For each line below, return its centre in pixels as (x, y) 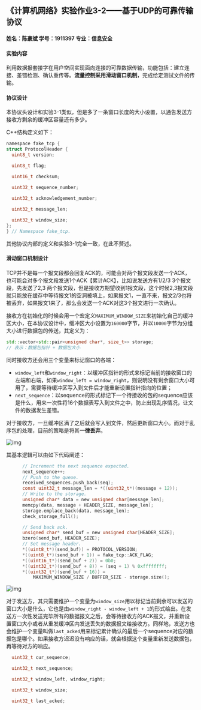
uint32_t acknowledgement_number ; (54, 198)
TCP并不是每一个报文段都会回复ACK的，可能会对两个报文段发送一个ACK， (98, 273)
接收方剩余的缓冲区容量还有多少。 (48, 119)
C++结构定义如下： (30, 132)
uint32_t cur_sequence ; (41, 658)
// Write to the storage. (54, 494)
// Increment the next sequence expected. (76, 466)
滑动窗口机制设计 (27, 258)
